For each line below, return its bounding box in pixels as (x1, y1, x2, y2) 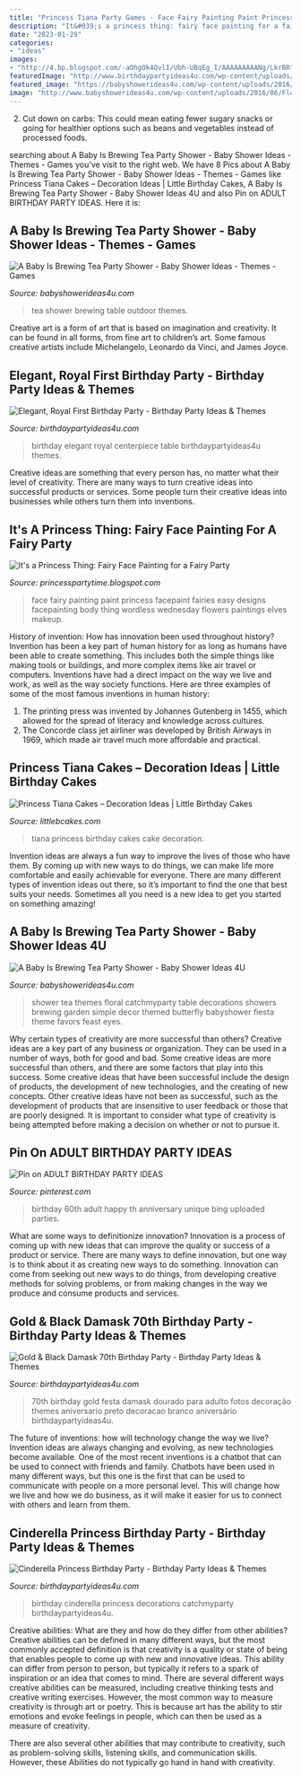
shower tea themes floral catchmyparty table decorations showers (30, 997, 277, 1007)
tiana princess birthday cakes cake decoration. (30, 832, 204, 844)
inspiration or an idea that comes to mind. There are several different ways (9, 1673, 285, 1684)
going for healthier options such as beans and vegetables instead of (21, 122, 275, 133)
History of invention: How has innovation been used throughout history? (9, 630, 275, 642)
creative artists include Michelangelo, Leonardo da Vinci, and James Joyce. (9, 342, 288, 353)
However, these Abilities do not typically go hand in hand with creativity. (9, 1757, 276, 1767)
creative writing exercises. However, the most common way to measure (9, 1692, 273, 1702)
